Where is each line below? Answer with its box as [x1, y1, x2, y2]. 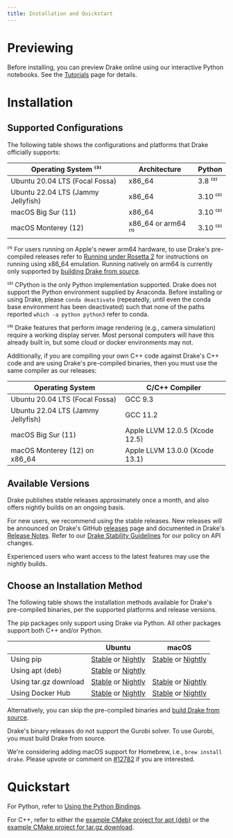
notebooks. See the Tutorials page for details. [7, 70, 137, 78]
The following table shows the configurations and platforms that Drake [7, 140, 209, 149]
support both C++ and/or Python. [7, 627, 103, 635]
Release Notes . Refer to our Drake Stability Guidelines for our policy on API [7, 532, 221, 540]
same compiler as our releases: [7, 366, 97, 374]
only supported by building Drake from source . [7, 267, 141, 275]
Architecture [138, 164, 182, 174]
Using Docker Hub [10, 688, 71, 698]
